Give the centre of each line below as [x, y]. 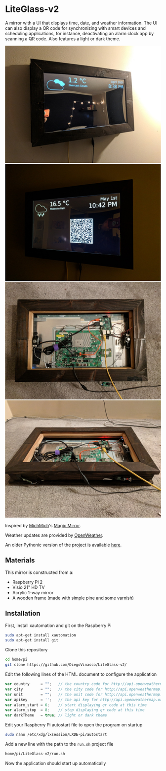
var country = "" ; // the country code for [57, 684]
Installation [23, 613]
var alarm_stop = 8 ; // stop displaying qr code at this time [75, 710]
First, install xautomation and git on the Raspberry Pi [58, 625]
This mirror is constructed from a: [39, 572]
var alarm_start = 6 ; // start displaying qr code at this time [76, 705]
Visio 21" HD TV [28, 587]
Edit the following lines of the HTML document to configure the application [81, 674]
